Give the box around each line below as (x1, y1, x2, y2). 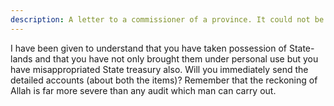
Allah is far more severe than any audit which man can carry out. (10, 84, 277, 96)
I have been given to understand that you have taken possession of (10, 42, 287, 54)
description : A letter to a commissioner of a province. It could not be (10, 14, 325, 25)
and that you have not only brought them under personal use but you (34, 52, 319, 65)
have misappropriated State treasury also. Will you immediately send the (10, 63, 309, 75)
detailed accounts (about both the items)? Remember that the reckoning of (10, 74, 318, 86)
